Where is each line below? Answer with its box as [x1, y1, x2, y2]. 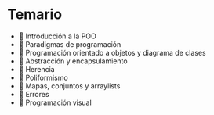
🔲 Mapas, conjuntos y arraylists [18, 81, 121, 91]
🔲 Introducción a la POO [18, 31, 97, 41]
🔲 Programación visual [18, 98, 92, 107]
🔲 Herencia [18, 64, 56, 74]
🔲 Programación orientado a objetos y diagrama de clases [18, 48, 206, 57]
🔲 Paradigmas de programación [18, 39, 122, 49]
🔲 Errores [18, 89, 49, 99]
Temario [7, 5, 63, 23]
